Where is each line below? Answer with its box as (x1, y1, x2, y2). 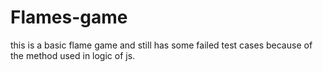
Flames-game (10, 6, 128, 29)
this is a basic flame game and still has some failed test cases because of (10, 39, 313, 51)
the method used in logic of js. (10, 49, 136, 61)
